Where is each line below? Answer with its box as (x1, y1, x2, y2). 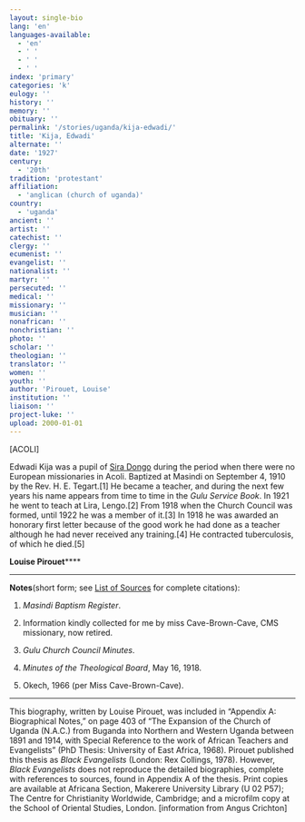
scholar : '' (9, 342, 54, 352)
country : (9, 199, 43, 209)
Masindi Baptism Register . (22, 599, 121, 610)
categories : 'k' (9, 81, 71, 90)
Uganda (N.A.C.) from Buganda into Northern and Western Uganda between (9, 725, 294, 736)
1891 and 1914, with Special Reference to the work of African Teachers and (9, 735, 289, 746)
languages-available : (9, 30, 92, 39)
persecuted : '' (9, 283, 67, 292)
